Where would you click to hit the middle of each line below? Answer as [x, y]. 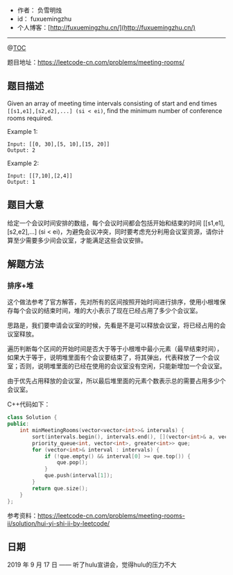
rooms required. [30, 118]
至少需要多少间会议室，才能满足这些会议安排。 [80, 240]
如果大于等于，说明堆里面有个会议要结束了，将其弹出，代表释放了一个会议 [113, 358]
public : [18, 424]
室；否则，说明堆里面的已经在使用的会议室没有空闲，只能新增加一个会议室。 [116, 366]
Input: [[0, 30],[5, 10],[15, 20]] [59, 144]
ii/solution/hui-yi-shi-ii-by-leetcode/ [59, 523]
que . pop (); [72, 463]
